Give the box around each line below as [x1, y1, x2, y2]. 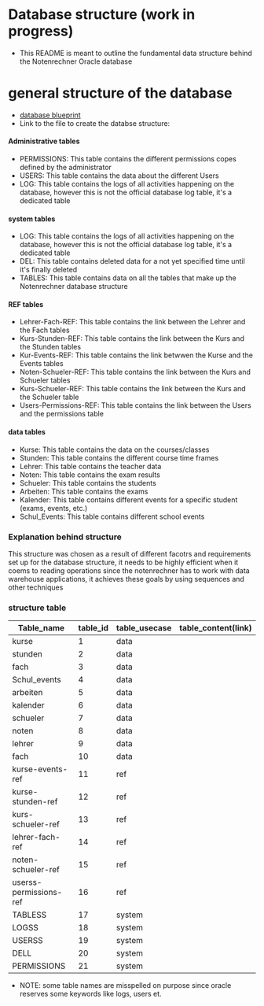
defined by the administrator [19, 163, 112, 172]
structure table [8, 602, 67, 613]
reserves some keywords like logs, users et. [19, 989, 163, 999]
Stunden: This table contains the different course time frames [19, 453, 219, 462]
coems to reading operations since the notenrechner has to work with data [8, 565, 250, 575]
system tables [8, 214, 56, 224]
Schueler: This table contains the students [19, 478, 157, 487]
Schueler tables [19, 375, 71, 385]
